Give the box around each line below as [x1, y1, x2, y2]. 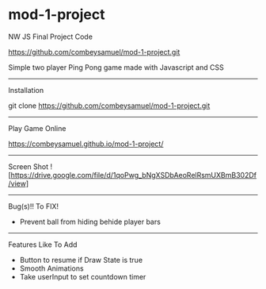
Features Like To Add [8, 240, 78, 249]
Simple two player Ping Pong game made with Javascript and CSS [8, 62, 224, 72]
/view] [8, 179, 29, 188]
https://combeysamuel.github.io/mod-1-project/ [8, 139, 164, 148]
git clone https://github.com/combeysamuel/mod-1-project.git [8, 101, 211, 110]
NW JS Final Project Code [8, 32, 93, 41]
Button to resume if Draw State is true [19, 255, 143, 264]
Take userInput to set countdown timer [19, 272, 146, 281]
